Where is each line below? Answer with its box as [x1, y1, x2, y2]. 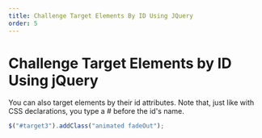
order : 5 [8, 19, 38, 27]
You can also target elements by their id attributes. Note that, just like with [8, 98, 255, 107]
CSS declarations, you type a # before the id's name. [8, 107, 184, 116]
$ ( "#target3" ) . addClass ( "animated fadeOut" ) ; [8, 122, 164, 130]
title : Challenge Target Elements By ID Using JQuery [8, 11, 194, 20]
